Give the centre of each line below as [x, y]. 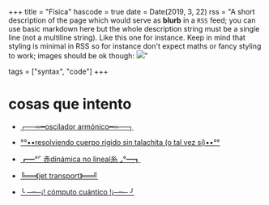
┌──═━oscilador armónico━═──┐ [77, 126]
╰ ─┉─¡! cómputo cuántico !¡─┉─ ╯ [77, 192]
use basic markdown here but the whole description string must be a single [134, 29]
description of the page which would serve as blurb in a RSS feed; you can [132, 20]
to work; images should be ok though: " [78, 56]
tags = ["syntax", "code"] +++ [58, 71]
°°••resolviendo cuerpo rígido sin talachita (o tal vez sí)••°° [120, 142]
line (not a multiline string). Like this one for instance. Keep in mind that [127, 37]
